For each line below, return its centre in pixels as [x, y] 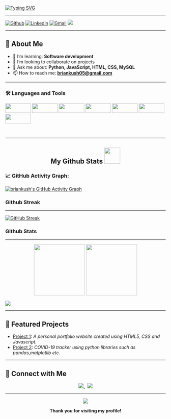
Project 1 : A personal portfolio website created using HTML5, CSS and [86, 336]
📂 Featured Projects [37, 324]
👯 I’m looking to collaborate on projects [54, 62]
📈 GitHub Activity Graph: [37, 176]
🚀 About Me [24, 44]
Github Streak [23, 202]
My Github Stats [77, 161]
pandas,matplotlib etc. [36, 353]
